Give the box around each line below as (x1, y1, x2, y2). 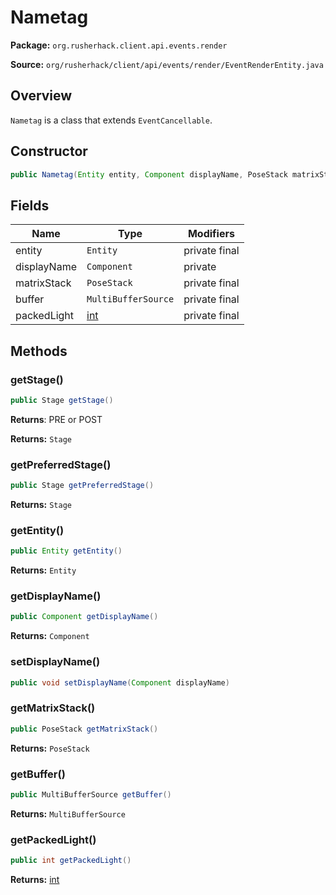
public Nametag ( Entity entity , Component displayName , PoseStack (10, 169, 288, 180)
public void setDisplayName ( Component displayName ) (10, 677, 230, 688)
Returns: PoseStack (10, 742, 90, 754)
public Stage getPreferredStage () (10, 481, 155, 491)
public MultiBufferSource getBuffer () (10, 789, 172, 800)
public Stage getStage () (10, 395, 114, 405)
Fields (10, 197, 50, 214)
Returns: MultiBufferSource (10, 807, 126, 820)
